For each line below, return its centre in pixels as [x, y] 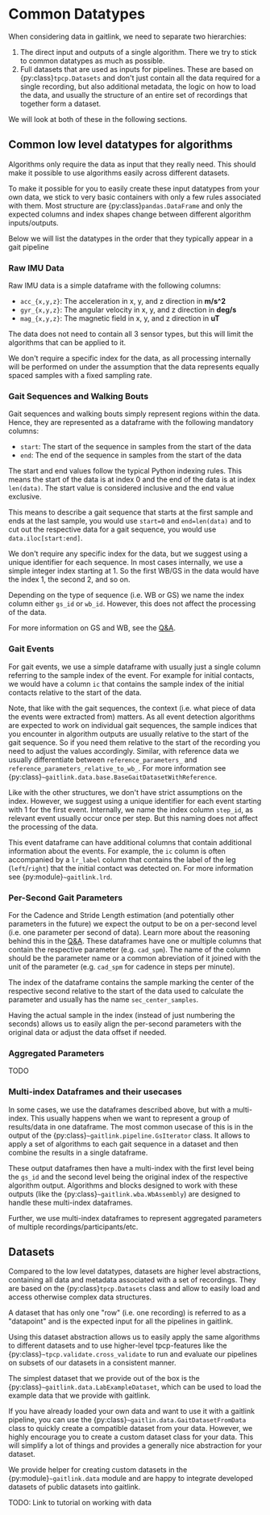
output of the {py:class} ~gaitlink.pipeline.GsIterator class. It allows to [129, 1135]
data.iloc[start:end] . [46, 538]
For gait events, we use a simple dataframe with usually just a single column [135, 667]
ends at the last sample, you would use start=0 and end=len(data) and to [130, 521]
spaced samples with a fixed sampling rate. [81, 376]
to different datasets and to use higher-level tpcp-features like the [118, 1345]
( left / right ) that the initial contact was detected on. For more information [131, 868]
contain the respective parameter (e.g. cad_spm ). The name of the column [130, 949]
